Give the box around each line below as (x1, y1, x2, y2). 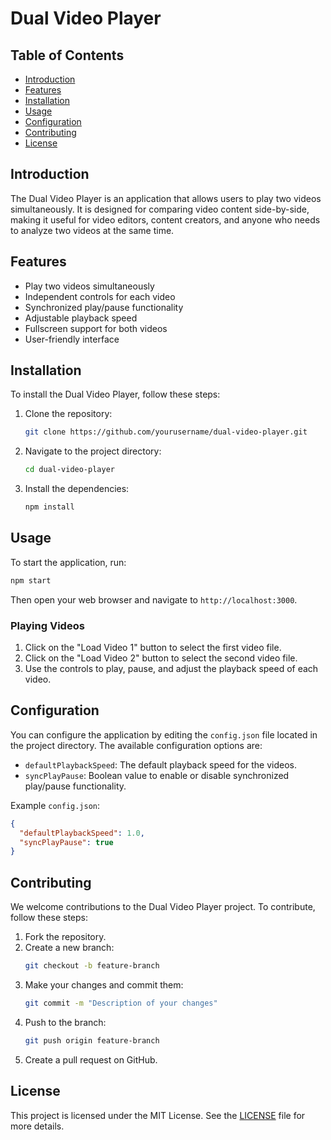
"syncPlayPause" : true (19, 837, 114, 847)
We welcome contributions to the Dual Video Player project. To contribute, (10, 901, 316, 913)
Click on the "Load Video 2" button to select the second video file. (24, 652, 298, 664)
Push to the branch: (24, 1016, 107, 1028)
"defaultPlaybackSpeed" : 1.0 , (19, 828, 145, 838)
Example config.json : (10, 799, 101, 811)
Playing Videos (10, 618, 85, 632)
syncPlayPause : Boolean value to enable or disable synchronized (24, 769, 290, 781)
